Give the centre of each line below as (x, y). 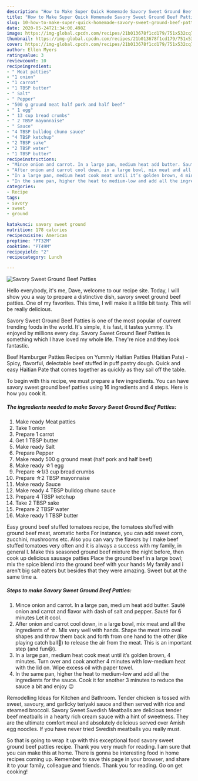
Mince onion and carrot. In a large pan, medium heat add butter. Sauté (100, 605)
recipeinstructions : (32, 159)
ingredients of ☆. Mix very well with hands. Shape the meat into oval (98, 630)
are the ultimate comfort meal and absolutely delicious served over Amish (96, 723)
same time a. (22, 577)
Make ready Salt (35, 447)
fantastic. (18, 346)
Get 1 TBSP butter (36, 440)
